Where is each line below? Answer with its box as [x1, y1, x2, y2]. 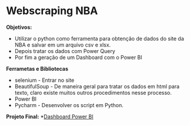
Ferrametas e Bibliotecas [6, 65, 69, 72]
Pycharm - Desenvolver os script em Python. [14, 101, 124, 108]
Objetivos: [6, 24, 32, 31]
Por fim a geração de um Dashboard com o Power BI [14, 54, 142, 61]
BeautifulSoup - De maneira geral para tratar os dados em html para [14, 82, 180, 89]
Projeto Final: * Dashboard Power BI [6, 113, 94, 120]
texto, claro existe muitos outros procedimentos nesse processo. [14, 89, 172, 96]
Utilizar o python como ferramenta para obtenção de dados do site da [14, 35, 184, 42]
